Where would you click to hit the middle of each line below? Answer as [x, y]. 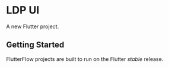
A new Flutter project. [33, 26]
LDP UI [23, 10]
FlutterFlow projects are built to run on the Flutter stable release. [85, 59]
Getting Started [35, 45]
